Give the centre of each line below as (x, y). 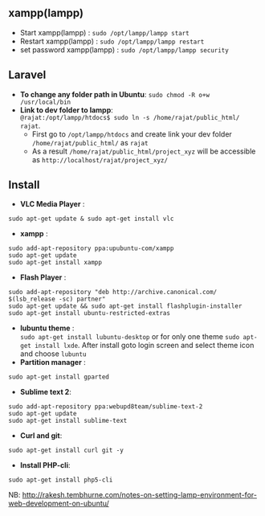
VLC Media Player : (52, 204)
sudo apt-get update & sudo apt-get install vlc (91, 219)
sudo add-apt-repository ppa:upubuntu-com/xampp (91, 248)
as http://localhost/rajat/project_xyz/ (100, 159)
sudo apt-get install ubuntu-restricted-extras (90, 313)
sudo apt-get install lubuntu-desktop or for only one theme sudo (130, 337)
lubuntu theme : (47, 328)
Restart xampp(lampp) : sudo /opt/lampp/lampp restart (112, 41)
